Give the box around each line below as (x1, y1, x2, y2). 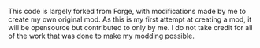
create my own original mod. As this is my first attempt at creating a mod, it (8, 15, 252, 24)
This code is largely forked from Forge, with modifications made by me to (8, 7, 247, 15)
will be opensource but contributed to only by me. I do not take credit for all (8, 23, 253, 32)
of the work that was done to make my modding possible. (8, 31, 195, 40)
